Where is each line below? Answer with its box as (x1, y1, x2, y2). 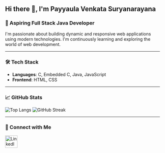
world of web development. (5, 41, 61, 47)
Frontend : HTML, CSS (12, 77, 57, 83)
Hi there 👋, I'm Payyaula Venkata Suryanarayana (5, 5, 156, 13)
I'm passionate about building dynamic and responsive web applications (5, 31, 151, 37)
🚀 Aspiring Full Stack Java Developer (5, 20, 95, 27)
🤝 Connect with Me (5, 124, 52, 131)
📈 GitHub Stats (5, 94, 43, 101)
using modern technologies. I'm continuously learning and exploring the (5, 36, 151, 42)
